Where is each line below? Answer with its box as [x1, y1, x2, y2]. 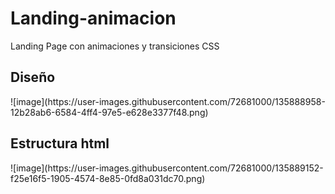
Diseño [10, 69, 56, 86]
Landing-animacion [10, 7, 177, 30]
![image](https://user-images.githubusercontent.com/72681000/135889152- [10, 162, 324, 174]
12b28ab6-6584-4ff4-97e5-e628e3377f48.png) [10, 106, 209, 118]
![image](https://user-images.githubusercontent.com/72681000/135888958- [10, 95, 326, 107]
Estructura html [10, 135, 110, 152]
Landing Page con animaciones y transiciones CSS [10, 40, 220, 52]
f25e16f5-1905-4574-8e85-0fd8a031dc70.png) [10, 172, 206, 184]
